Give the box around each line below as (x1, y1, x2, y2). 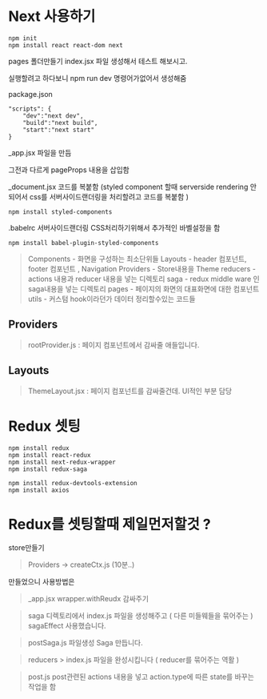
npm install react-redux (8, 451, 91, 459)
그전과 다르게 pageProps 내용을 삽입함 (8, 165, 130, 175)
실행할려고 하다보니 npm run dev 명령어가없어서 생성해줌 (8, 73, 187, 82)
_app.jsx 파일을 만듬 (8, 147, 72, 157)
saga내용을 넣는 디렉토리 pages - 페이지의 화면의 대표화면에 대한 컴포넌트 (27, 283, 260, 293)
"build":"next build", (22, 119, 98, 127)
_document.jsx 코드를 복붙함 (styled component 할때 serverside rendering (8, 182, 249, 191)
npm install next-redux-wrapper (8, 458, 116, 466)
